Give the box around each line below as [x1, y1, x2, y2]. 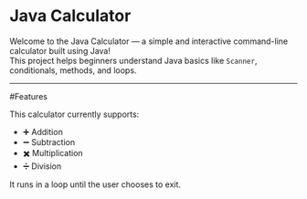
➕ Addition [22, 126, 64, 137]
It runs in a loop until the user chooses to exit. [9, 179, 181, 190]
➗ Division [22, 161, 62, 172]
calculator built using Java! [9, 45, 111, 56]
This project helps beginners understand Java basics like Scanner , [9, 55, 258, 66]
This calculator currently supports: [9, 109, 140, 120]
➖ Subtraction [22, 136, 76, 147]
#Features [9, 90, 48, 101]
